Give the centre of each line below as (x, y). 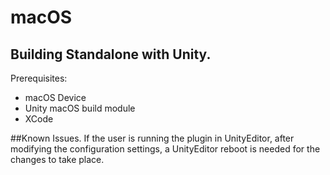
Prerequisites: (39, 78)
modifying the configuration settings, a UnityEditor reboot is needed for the (165, 149)
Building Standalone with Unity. (111, 54)
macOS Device (55, 97)
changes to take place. (57, 159)
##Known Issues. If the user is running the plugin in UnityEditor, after (152, 138)
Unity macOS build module (80, 108)
